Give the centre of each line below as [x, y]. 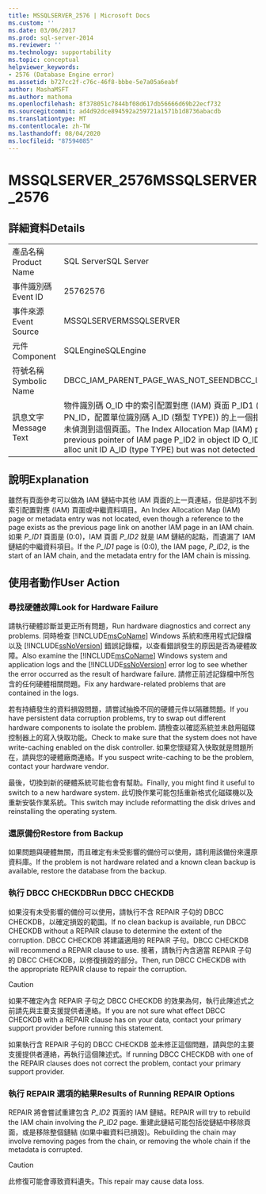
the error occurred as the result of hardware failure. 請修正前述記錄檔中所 [128, 674]
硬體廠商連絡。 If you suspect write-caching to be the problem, [152, 757]
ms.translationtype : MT [47, 119]
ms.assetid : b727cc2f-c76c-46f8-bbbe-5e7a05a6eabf [93, 82]
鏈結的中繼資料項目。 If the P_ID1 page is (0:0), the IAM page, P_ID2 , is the [129, 547]
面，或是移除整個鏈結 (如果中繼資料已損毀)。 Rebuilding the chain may [122, 1132]
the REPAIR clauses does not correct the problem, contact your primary [125, 1063]
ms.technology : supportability [60, 52]
